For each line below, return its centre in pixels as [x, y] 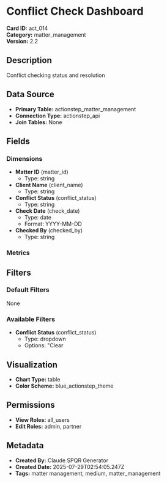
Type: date [38, 218]
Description [29, 60]
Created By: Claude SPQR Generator [62, 460]
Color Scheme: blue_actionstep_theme [65, 386]
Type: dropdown [45, 339]
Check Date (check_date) [47, 211]
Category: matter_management [46, 34]
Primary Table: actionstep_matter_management [76, 109]
